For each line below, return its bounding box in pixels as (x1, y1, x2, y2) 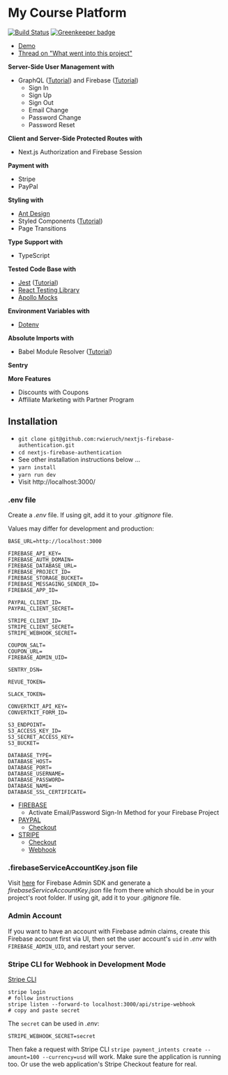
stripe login (8, 988, 46, 995)
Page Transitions (17, 224, 67, 232)
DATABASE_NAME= (8, 783, 52, 790)
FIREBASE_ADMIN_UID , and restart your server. (8, 941, 135, 950)
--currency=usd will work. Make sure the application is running (42, 1052, 222, 1060)
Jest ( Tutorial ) (17, 278, 59, 287)
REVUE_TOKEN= (8, 679, 46, 686)
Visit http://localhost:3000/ (17, 477, 96, 486)
